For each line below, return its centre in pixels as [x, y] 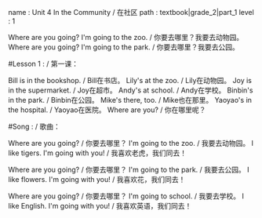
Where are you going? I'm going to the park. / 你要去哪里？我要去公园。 [124, 47]
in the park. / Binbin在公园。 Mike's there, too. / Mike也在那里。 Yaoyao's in [130, 100]
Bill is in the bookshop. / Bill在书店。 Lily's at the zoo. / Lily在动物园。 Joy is [130, 80]
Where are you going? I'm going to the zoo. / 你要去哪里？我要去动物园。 [126, 37]
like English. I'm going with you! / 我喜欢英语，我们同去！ [100, 206]
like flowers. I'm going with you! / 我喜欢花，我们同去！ [97, 179]
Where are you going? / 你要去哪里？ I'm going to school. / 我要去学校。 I [126, 196]
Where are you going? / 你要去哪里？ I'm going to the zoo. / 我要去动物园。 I [131, 143]
